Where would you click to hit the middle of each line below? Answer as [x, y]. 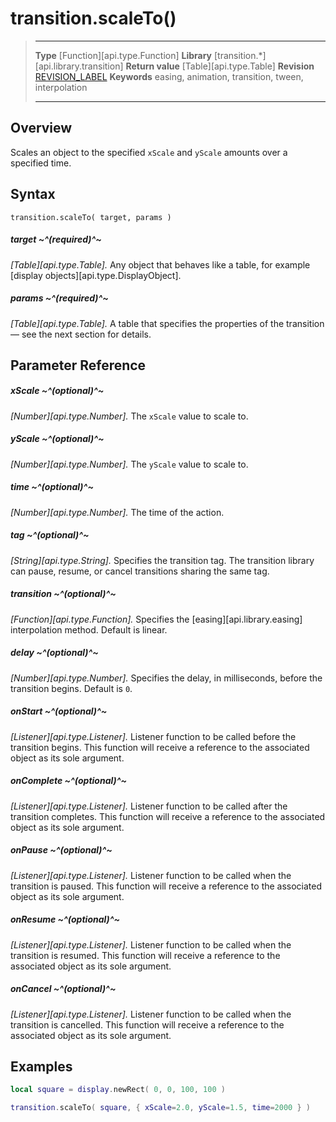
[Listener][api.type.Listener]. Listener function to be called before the [153, 736]
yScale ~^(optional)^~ [57, 439]
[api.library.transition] [79, 66]
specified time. [41, 163]
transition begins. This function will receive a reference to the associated [160, 747]
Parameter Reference [78, 365]
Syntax [33, 194]
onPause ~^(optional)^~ [61, 850]
